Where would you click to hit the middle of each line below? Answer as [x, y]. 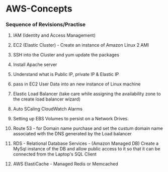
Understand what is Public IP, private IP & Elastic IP [66, 74]
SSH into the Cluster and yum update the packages [66, 55]
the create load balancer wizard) [47, 99]
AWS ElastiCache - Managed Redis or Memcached [66, 164]
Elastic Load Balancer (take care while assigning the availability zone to [87, 94]
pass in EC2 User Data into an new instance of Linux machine [77, 84]
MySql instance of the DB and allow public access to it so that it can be [87, 149]
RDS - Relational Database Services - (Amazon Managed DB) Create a [86, 143]
